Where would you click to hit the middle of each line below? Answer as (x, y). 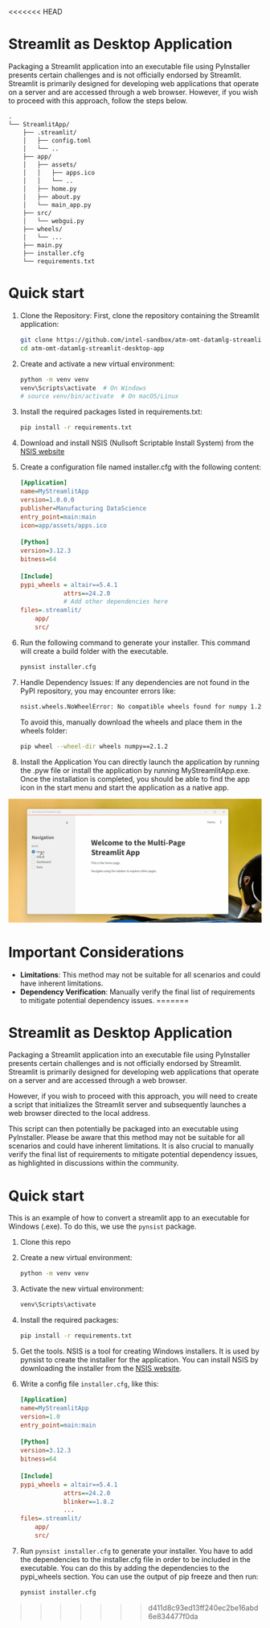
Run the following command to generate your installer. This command (135, 643)
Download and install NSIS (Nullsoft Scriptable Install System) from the (137, 443)
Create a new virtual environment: (76, 1258)
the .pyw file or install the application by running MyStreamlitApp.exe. (135, 770)
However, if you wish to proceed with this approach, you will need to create (133, 1096)
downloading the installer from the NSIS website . (101, 1369)
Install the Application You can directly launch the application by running (139, 762)
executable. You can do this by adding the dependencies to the (125, 1568)
